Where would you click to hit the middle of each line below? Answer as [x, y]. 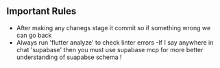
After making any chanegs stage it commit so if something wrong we [113, 27]
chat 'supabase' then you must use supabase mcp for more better [110, 49]
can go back [34, 35]
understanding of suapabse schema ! [69, 57]
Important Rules [41, 11]
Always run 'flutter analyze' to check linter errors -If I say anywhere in [115, 42]
